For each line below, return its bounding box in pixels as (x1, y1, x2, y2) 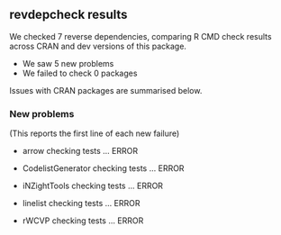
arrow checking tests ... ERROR (22, 146, 138, 157)
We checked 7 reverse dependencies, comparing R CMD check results (9, 31, 272, 41)
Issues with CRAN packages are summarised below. (9, 85, 203, 95)
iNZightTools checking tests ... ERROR (22, 180, 164, 192)
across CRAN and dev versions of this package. (9, 41, 187, 51)
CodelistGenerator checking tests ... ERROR (22, 163, 185, 174)
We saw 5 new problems (22, 58, 114, 68)
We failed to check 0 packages (22, 68, 138, 78)
